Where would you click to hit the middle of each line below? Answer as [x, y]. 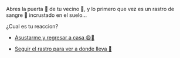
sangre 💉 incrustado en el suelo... [46, 15]
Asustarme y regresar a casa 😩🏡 [55, 37]
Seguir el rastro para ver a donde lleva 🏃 [63, 49]
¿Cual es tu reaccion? [32, 26]
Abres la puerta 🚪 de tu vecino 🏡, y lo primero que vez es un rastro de [90, 9]
